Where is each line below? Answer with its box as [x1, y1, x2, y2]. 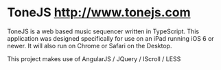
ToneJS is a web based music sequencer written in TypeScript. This [7, 27, 200, 35]
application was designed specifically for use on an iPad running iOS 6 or [7, 34, 214, 42]
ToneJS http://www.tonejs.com [7, 5, 191, 20]
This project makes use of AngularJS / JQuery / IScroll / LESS [7, 54, 181, 63]
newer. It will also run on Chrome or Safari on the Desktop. [7, 41, 172, 50]
